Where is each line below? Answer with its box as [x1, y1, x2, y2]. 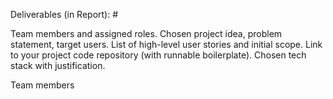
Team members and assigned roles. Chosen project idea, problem [10, 28, 283, 39]
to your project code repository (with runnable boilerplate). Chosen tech [10, 49, 307, 61]
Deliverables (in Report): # [10, 9, 119, 20]
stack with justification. [10, 60, 106, 71]
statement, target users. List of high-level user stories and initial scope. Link [10, 39, 323, 50]
